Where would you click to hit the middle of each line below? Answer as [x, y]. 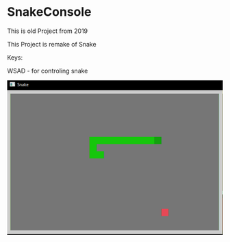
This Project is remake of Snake [52, 44]
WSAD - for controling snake [48, 71]
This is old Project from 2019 [48, 31]
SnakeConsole [49, 12]
